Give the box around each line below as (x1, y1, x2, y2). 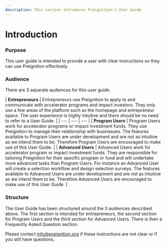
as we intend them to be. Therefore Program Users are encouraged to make (5, 139, 161, 145)
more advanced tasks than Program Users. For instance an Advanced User (5, 160, 160, 166)
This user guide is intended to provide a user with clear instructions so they (5, 58, 160, 64)
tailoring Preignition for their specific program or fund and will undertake (5, 155, 154, 161)
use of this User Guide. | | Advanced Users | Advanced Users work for (5, 144, 151, 150)
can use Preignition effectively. (5, 63, 69, 69)
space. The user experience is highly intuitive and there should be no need (5, 113, 159, 119)
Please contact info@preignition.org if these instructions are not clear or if (5, 231, 158, 237)
